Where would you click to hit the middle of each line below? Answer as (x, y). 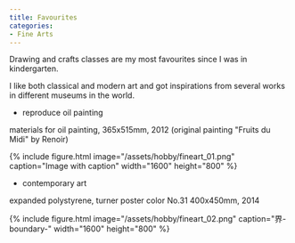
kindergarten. (34, 69)
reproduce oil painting (63, 113)
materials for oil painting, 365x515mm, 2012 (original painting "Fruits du (140, 130)
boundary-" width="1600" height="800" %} (90, 229)
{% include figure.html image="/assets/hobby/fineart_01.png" (122, 157)
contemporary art (54, 183)
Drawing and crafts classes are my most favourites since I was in (128, 60)
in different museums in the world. (72, 95)
